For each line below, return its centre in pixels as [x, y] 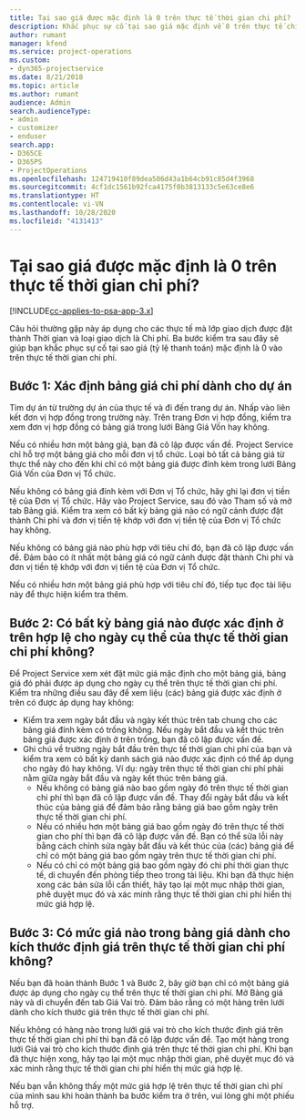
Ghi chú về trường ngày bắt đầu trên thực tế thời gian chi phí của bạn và [158, 749]
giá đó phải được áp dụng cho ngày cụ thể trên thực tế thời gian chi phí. [143, 683]
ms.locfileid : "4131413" [56, 221]
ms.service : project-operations [71, 52]
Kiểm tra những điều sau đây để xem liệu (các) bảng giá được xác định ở [146, 693]
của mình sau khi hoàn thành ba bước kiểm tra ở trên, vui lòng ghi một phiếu [152, 1095]
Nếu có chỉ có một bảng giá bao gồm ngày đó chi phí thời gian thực [163, 865]
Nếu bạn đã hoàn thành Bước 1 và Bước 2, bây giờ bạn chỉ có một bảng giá [149, 983]
